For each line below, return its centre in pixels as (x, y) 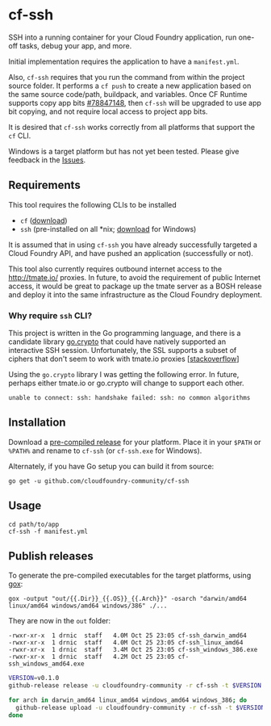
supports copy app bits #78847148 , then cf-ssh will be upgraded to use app (135, 103)
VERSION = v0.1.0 (34, 678)
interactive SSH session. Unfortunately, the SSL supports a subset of (123, 350)
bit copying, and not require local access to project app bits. (108, 111)
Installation (37, 423)
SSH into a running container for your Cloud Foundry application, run (123, 37)
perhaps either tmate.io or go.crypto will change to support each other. (126, 383)
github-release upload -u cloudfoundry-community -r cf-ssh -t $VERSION (140, 708)
